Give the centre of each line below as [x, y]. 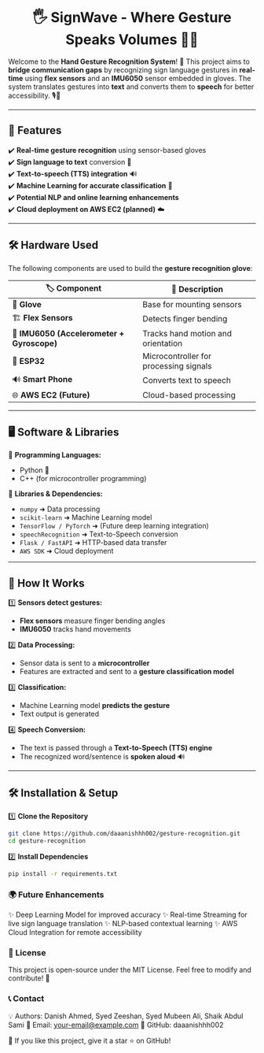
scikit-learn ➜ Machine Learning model [86, 517]
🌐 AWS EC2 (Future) [51, 395]
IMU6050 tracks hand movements [75, 629]
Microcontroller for [177, 356]
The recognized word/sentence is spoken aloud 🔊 [102, 757]
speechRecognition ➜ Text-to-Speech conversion [99, 534]
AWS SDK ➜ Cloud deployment [66, 551]
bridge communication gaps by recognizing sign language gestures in [123, 69]
